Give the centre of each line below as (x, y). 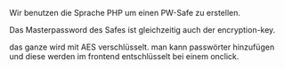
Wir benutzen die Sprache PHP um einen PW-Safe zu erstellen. (125, 13)
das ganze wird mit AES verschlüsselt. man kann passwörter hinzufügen (142, 47)
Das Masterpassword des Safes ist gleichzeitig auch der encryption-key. (142, 30)
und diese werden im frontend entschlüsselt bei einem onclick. (124, 56)
